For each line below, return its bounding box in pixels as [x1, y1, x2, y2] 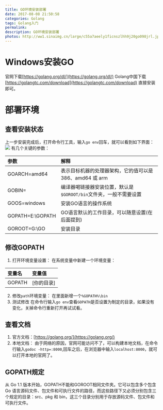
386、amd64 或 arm [60, 174, 108, 181]
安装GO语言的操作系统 [60, 200, 112, 207]
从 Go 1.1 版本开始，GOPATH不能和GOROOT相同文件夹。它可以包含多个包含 [5, 382, 157, 388]
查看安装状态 [5, 125, 44, 133]
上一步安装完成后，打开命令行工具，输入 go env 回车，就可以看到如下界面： [5, 139, 154, 145]
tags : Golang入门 [5, 20, 39, 26]
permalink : [5, 25, 27, 30]
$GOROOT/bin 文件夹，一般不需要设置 [60, 191, 142, 197]
